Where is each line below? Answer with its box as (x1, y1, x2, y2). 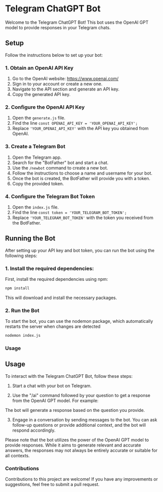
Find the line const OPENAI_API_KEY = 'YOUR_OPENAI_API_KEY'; (12, 120, 138, 126)
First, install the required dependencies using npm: (5, 276, 108, 282)
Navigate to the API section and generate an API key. (12, 86, 120, 92)
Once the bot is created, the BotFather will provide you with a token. (12, 175, 151, 181)
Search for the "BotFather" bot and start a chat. (12, 159, 109, 166)
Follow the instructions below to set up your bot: (5, 52, 103, 58)
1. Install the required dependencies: (5, 265, 95, 272)
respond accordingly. (12, 427, 56, 433)
